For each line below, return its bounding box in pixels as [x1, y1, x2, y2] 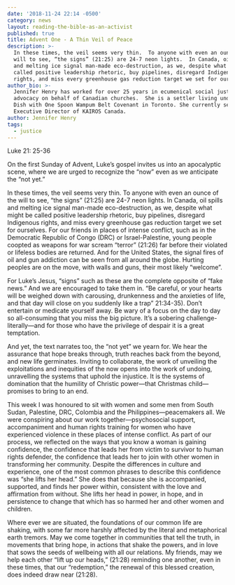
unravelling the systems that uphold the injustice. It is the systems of [7, 372, 205, 380]
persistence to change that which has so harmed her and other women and [7, 497, 225, 506]
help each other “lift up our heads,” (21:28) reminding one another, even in [7, 556, 221, 564]
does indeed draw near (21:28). [7, 570, 98, 579]
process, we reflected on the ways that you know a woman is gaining [7, 438, 206, 446]
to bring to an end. [35, 387, 89, 396]
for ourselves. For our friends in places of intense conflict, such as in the [7, 226, 217, 235]
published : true [7, 29, 55, 37]
